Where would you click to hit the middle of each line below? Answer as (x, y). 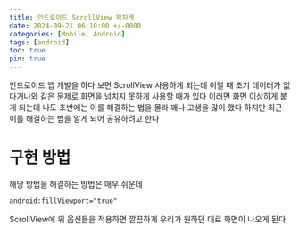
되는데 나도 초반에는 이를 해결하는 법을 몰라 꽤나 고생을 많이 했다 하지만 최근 (150, 107)
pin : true (28, 59)
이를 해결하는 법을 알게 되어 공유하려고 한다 (84, 118)
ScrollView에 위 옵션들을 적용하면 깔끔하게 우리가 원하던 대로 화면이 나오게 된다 (148, 219)
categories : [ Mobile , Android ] (67, 34)
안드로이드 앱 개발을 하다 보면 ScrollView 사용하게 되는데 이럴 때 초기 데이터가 (145, 85)
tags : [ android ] (39, 42)
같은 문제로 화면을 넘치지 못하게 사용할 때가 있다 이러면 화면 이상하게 (159, 96)
